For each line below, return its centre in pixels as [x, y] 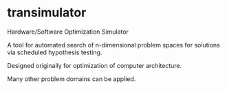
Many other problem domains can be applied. [72, 79]
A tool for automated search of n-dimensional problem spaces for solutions [113, 45]
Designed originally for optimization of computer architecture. [95, 65]
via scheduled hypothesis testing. [55, 52]
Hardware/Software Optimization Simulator [68, 32]
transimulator [47, 13]
